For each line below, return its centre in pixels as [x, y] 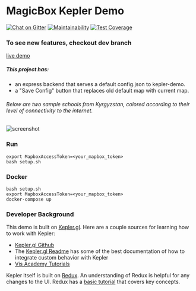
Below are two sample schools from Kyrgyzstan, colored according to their [98, 104]
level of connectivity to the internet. [50, 110]
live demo [18, 56]
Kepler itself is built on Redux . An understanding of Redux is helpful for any [98, 276]
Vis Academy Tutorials [42, 264]
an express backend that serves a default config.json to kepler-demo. [100, 84]
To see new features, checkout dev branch [69, 43]
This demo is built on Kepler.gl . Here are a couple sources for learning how [98, 227]
